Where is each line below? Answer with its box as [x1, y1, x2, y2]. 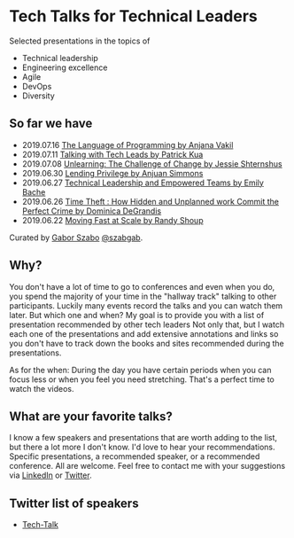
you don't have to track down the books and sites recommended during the [9, 338, 285, 348]
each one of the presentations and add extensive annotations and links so [9, 328, 279, 339]
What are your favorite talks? [9, 409, 173, 424]
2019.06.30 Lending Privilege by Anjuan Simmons [21, 168, 204, 178]
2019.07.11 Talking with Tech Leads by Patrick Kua [21, 149, 204, 160]
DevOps [21, 81, 52, 91]
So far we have [9, 116, 93, 131]
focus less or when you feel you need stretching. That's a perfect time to [9, 374, 275, 385]
